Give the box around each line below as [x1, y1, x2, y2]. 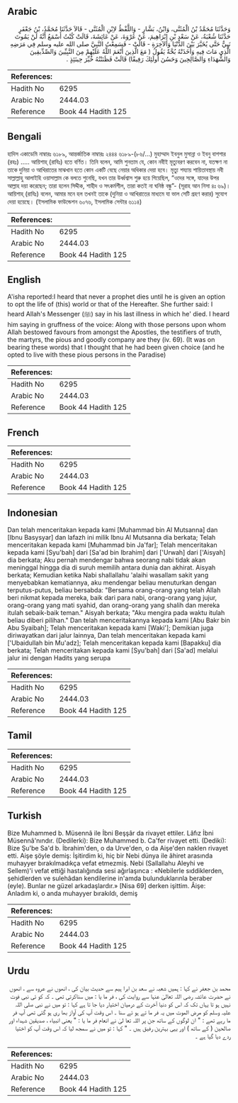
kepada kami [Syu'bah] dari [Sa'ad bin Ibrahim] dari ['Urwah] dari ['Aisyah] [7, 548, 226, 557]
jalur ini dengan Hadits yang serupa [7, 654, 111, 663]
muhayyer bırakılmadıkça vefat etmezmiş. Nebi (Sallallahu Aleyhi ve [7, 858, 204, 868]
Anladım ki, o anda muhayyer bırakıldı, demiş [7, 889, 138, 897]
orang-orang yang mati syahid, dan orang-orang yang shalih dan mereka [7, 601, 220, 609]
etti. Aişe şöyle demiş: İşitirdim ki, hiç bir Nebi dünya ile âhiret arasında [7, 851, 213, 860]
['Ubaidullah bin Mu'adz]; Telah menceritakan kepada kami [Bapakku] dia [7, 638, 222, 648]
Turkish [7, 810, 42, 822]
